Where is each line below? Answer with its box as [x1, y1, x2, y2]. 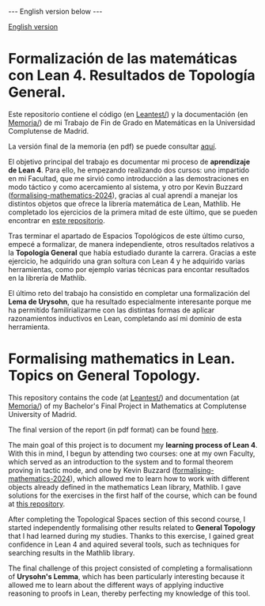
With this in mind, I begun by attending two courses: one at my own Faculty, [8, 449, 256, 458]
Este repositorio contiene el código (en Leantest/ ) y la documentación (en [8, 109, 248, 119]
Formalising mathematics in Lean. [8, 350, 235, 368]
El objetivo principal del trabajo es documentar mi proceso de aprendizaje [8, 157, 251, 166]
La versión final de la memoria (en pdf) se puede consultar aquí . [8, 142, 218, 151]
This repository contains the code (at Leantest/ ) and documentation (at [8, 392, 240, 402]
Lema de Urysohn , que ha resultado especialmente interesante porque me [8, 297, 252, 306]
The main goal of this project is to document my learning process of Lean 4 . [8, 440, 258, 449]
